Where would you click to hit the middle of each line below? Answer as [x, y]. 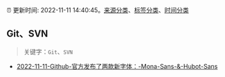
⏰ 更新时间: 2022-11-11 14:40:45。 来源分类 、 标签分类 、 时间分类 [98, 10]
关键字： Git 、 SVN [48, 52]
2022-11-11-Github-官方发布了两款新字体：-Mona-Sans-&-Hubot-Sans [117, 66]
